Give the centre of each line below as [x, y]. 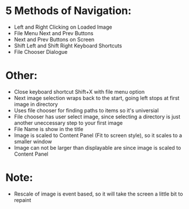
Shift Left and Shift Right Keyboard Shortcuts [68, 46]
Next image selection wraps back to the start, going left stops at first [97, 98]
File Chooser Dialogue [41, 52]
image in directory [36, 104]
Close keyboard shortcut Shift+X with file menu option [79, 91]
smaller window [33, 141]
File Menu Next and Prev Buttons [54, 33]
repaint [23, 200]
